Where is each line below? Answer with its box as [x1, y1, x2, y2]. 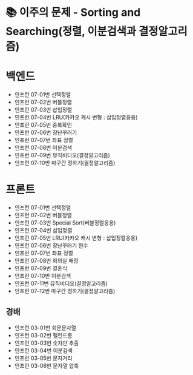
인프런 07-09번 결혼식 [14, 265, 68, 272]
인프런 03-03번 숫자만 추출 [14, 339, 79, 346]
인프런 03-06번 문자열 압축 [14, 362, 79, 369]
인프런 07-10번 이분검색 [14, 272, 71, 280]
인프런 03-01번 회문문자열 [14, 324, 77, 331]
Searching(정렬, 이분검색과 [5, 25, 137, 38]
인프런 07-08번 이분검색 [14, 144, 73, 152]
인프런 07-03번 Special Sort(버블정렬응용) [14, 219, 116, 226]
